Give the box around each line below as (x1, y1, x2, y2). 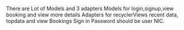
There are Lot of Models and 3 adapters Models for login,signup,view (6, 5, 174, 12)
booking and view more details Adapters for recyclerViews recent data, (6, 11, 179, 18)
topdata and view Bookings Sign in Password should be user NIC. (6, 18, 165, 24)
